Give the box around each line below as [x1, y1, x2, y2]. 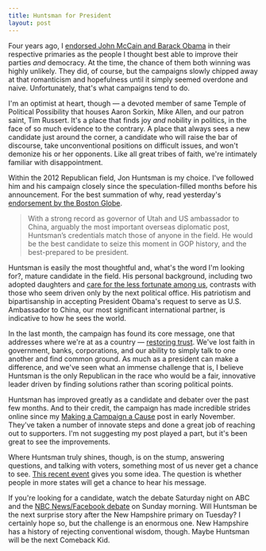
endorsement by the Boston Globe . [8, 198, 123, 207]
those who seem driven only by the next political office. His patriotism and [8, 287, 252, 298]
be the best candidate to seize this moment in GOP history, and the [27, 239, 247, 249]
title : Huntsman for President [8, 11, 112, 20]
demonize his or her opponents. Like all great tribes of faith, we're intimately [8, 148, 258, 159]
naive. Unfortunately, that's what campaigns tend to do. [8, 83, 191, 92]
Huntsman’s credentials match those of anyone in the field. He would [27, 230, 253, 240]
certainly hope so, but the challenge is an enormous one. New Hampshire [8, 518, 249, 528]
